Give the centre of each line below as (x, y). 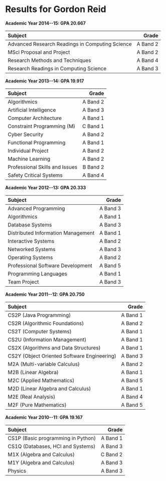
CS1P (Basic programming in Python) (52, 438)
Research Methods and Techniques (49, 60)
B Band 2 (93, 167)
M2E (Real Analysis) (32, 397)
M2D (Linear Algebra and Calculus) (49, 389)
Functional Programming (37, 143)
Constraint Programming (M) (42, 126)
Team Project (23, 282)
